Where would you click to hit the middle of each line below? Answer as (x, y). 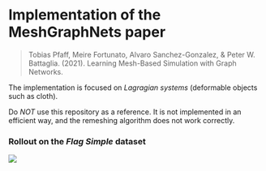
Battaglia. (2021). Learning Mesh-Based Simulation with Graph (132, 63)
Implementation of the (85, 15)
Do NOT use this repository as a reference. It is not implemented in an (125, 112)
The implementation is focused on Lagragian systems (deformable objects (133, 88)
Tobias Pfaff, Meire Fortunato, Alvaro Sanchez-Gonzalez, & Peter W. (142, 54)
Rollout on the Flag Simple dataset (77, 141)
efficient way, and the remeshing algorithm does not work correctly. (122, 120)
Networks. (45, 71)
